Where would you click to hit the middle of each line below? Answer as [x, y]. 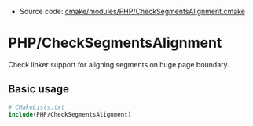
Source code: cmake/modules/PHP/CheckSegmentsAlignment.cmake [132, 11]
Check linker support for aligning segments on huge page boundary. [119, 64]
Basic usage [38, 89]
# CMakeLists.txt [37, 107]
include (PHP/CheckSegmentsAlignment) [70, 114]
